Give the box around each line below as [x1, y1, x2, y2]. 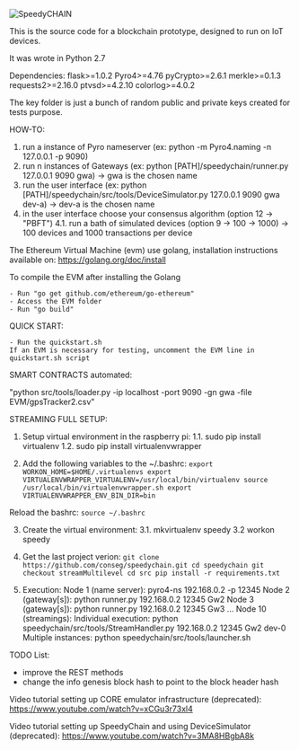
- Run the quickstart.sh [9, 338, 102, 347]
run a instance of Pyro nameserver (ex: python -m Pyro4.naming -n [22, 142, 272, 152]
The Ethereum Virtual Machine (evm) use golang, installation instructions [9, 245, 278, 255]
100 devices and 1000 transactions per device [22, 227, 193, 238]
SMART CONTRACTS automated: [9, 369, 133, 380]
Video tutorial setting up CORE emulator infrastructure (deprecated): [9, 694, 262, 704]
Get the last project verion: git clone [22, 551, 160, 561]
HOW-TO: [9, 124, 45, 135]
